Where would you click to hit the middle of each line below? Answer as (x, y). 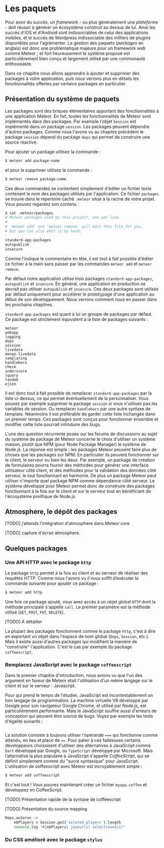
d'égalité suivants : (24, 722)
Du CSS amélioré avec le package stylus (54, 840)
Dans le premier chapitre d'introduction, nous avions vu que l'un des (74, 675)
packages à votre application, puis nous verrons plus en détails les (72, 78)
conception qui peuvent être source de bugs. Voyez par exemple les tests (79, 716)
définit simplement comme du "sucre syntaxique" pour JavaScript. (72, 761)
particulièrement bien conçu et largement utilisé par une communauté (75, 58)
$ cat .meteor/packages (29, 213)
